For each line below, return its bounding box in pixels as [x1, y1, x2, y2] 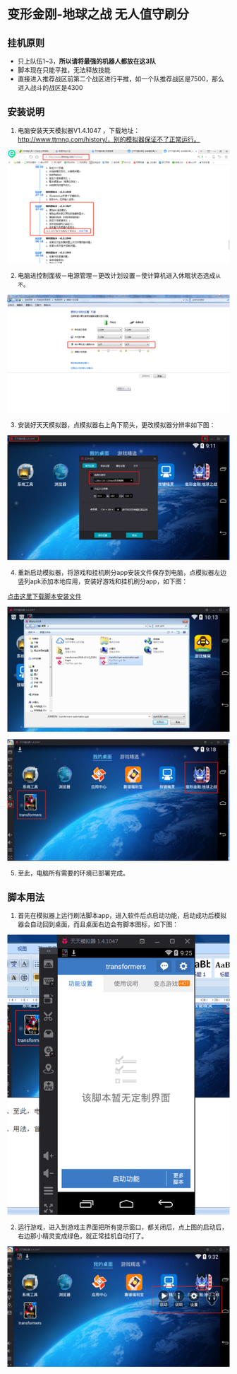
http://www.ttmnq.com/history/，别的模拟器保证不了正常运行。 [17, 135, 200, 144]
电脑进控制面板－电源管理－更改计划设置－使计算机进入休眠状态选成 [17, 271, 216, 279]
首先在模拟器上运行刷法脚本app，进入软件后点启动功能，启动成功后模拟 [17, 912, 227, 920]
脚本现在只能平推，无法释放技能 [17, 66, 111, 74]
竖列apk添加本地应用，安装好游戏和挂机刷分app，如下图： [17, 577, 188, 586]
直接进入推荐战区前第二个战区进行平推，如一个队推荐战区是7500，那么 [17, 75, 224, 83]
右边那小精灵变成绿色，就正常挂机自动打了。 [17, 1232, 148, 1240]
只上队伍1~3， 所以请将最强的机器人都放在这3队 [17, 57, 157, 65]
